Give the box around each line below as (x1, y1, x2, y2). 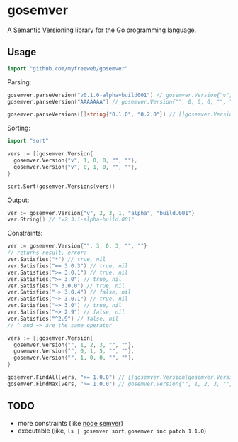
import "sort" (7, 138, 50, 145)
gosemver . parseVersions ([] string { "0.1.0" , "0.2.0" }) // (7, 111, 176, 118)
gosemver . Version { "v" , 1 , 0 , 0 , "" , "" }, (13, 157, 138, 164)
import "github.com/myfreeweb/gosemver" (7, 65, 129, 72)
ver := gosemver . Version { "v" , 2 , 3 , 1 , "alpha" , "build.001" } (7, 209, 195, 216)
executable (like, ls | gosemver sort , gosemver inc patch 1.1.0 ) (17, 426, 207, 435)
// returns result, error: (7, 249, 87, 257)
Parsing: (7, 77, 32, 87)
